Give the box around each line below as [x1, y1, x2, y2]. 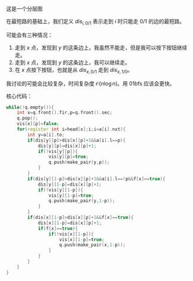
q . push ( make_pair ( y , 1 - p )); [48, 198, 115, 204]
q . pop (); [17, 115, 38, 122]
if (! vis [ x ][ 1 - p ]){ [48, 231, 94, 237]
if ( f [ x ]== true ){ [37, 225, 78, 231]
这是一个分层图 [6, 5, 43, 12]
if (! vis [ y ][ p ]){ [37, 148, 78, 154]
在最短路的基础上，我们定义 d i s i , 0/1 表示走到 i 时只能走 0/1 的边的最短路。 [6, 18, 185, 26]
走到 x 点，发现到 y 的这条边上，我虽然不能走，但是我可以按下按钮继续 [14, 44, 188, 51]
